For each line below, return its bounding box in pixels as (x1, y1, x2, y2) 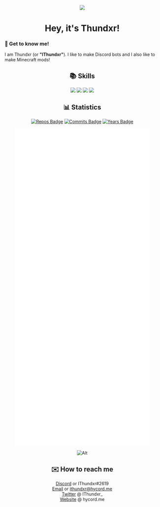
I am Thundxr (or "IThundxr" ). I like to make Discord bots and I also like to (4, 51, 156, 57)
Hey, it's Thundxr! (44, 23, 120, 34)
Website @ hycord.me (60, 496, 105, 502)
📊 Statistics (63, 103, 101, 111)
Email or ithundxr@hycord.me (52, 486, 113, 492)
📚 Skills (69, 72, 95, 80)
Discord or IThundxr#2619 (55, 480, 109, 486)
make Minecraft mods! (4, 57, 50, 63)
